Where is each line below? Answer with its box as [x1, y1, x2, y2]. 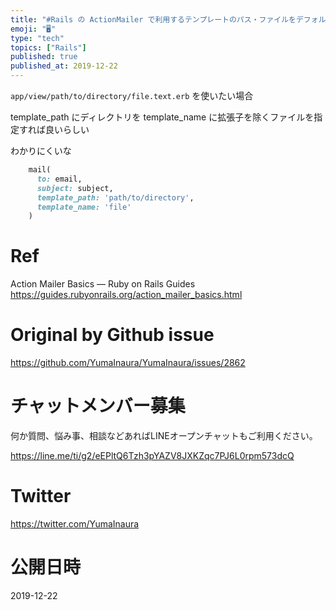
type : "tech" [10, 33, 65, 43]
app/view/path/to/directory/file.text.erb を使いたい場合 [10, 90, 254, 101]
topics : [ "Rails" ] [10, 42, 87, 53]
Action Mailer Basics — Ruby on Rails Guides [10, 278, 196, 290]
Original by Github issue [10, 324, 215, 346]
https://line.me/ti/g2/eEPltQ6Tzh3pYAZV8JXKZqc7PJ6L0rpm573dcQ [10, 450, 295, 462]
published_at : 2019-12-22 [10, 61, 118, 71]
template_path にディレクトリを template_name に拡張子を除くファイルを [10, 111, 315, 123]
